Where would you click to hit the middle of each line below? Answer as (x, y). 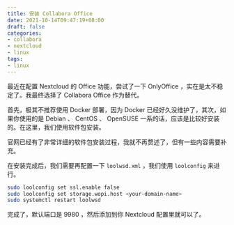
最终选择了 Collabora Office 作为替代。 (87, 95)
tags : (15, 59)
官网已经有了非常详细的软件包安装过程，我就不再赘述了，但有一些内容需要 (114, 142)
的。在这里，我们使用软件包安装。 (56, 127)
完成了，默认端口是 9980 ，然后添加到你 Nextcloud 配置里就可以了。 (106, 215)
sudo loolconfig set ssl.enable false (63, 187)
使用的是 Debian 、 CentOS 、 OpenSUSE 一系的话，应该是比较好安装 (119, 118)
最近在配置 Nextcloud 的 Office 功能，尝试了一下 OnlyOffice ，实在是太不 (112, 86)
